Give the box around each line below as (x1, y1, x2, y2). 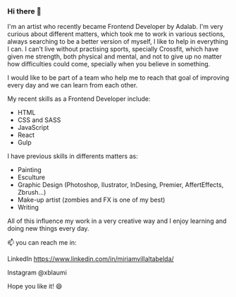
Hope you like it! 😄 (7, 282, 63, 291)
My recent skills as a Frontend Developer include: (7, 95, 151, 103)
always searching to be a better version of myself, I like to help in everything (7, 37, 229, 46)
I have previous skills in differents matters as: (7, 152, 139, 161)
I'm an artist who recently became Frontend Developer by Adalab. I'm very (7, 23, 223, 31)
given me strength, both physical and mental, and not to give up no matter (7, 52, 222, 61)
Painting (17, 166, 42, 174)
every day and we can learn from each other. (7, 81, 138, 90)
